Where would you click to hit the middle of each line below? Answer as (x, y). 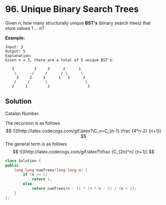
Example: (15, 38)
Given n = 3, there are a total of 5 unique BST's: (60, 60)
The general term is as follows (36, 144)
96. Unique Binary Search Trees (72, 9)
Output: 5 (15, 51)
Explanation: (19, 56)
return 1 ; (42, 179)
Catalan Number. (22, 113)
